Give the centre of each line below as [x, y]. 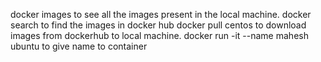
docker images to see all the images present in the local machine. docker [161, 14]
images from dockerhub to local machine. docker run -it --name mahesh [159, 35]
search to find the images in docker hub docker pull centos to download [158, 25]
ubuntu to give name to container [79, 46]
